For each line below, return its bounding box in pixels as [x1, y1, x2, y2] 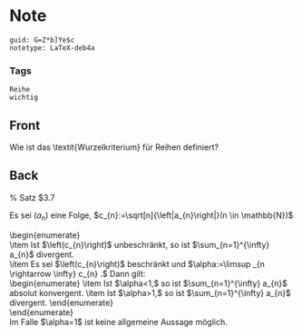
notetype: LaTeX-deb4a [9, 43, 95, 53]
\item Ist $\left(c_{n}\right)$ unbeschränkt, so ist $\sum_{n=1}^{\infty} [9, 239, 270, 250]
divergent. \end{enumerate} [9, 297, 113, 308]
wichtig [9, 93, 39, 103]
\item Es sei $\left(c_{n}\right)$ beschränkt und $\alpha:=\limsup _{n [9, 258, 265, 269]
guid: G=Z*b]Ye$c [9, 35, 75, 44]
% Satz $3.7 [9, 192, 55, 203]
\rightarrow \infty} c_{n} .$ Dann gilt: [9, 268, 146, 279]
